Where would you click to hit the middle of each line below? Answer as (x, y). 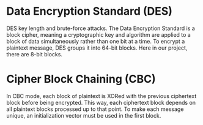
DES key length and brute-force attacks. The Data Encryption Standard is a (101, 28)
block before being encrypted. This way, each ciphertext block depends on (101, 102)
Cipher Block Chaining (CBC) (81, 79)
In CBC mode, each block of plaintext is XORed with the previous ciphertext (102, 96)
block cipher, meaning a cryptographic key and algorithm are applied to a (98, 34)
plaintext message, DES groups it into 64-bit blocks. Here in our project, (97, 48)
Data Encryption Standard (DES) (90, 11)
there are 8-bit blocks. (35, 54)
